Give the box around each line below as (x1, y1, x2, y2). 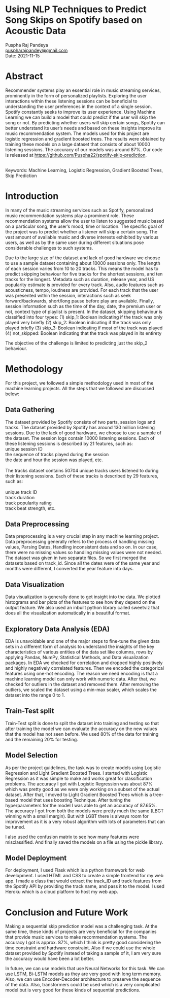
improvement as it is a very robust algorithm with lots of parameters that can (5, 818, 165, 824)
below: (5, 391, 19, 397)
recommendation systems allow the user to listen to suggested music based (5, 218, 164, 224)
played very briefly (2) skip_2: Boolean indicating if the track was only (5, 319, 151, 325)
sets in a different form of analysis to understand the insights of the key (5, 643, 155, 649)
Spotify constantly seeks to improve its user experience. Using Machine (5, 109, 156, 115)
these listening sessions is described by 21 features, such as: (5, 440, 133, 446)
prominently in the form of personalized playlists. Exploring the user (5, 92, 147, 98)
